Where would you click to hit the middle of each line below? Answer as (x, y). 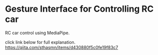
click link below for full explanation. (40, 42)
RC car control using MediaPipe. (37, 33)
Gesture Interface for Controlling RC (79, 9)
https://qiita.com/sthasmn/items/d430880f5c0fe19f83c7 (61, 47)
